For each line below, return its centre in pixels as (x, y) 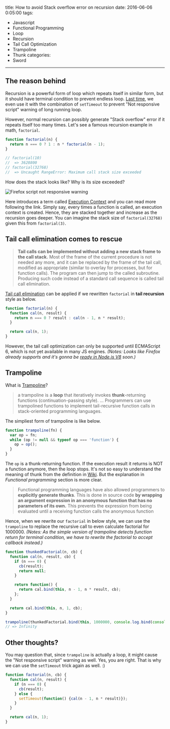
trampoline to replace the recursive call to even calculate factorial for (77, 527)
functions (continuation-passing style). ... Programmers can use (84, 400)
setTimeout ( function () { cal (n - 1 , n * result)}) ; (73, 699)
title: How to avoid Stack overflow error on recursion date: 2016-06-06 (79, 7)
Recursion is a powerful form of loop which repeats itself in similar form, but (84, 93)
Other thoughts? (32, 642)
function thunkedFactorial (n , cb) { (44, 552)
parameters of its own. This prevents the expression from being (85, 506)
